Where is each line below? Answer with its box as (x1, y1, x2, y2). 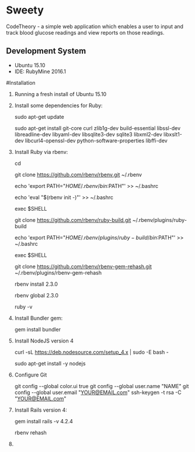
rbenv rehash (14, 429, 47, 436)
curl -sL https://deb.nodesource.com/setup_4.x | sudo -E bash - (14, 348, 169, 355)
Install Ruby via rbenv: (14, 148, 68, 155)
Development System (6, 46, 86, 56)
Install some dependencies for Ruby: (14, 102, 103, 109)
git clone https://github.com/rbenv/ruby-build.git (14, 216, 131, 223)
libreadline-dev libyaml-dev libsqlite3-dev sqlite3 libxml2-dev (14, 131, 162, 138)
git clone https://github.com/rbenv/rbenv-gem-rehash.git (14, 263, 152, 270)
